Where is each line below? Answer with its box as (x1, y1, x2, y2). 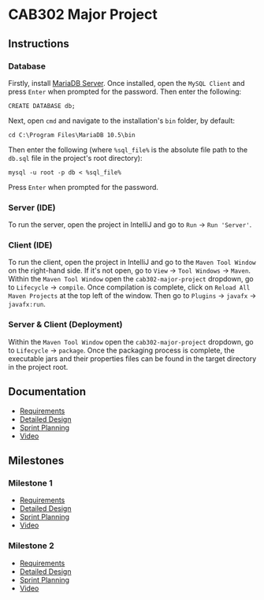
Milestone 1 (8, 477, 53, 488)
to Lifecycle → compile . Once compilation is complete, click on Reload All (8, 282, 251, 293)
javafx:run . (8, 300, 46, 309)
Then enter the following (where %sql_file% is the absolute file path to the (8, 144, 248, 155)
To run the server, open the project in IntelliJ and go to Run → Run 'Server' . (8, 220, 252, 229)
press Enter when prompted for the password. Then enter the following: (8, 87, 242, 96)
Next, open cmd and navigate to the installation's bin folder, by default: (8, 116, 235, 125)
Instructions (8, 37, 69, 50)
